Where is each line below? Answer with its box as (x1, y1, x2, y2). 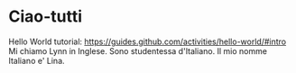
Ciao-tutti (8, 6, 83, 27)
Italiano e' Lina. (8, 55, 65, 66)
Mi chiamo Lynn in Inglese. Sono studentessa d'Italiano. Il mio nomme (8, 45, 268, 56)
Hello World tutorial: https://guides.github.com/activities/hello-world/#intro (8, 36, 286, 47)
